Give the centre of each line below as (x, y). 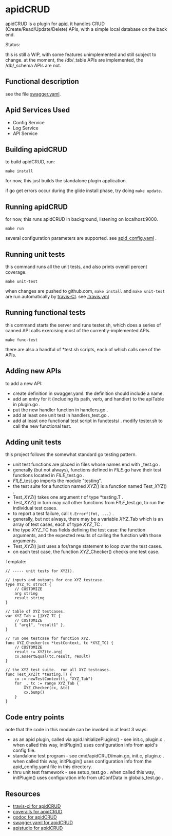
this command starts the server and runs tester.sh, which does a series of (83, 325)
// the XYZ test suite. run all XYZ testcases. (58, 670)
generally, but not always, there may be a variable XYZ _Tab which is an (88, 519)
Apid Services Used (38, 110)
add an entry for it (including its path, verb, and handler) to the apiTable (88, 398)
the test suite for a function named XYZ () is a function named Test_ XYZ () (90, 486)
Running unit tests (35, 254)
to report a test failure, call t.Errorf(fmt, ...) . (63, 514)
